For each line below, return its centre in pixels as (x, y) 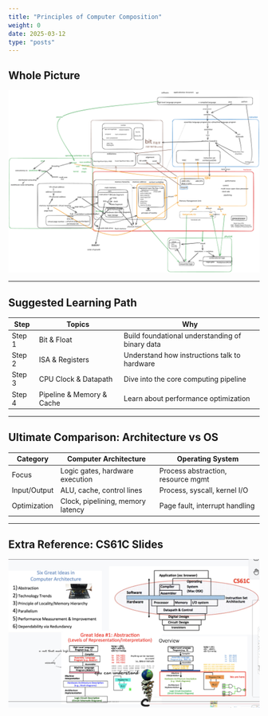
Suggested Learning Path (73, 303)
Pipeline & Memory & (73, 394)
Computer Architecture (106, 459)
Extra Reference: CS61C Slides (86, 545)
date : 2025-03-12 (37, 33)
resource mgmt (184, 479)
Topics (78, 324)
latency (73, 509)
